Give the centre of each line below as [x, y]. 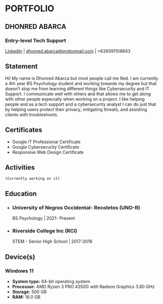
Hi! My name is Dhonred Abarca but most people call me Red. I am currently [82, 78]
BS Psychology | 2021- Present [43, 218]
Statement [22, 66]
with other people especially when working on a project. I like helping [75, 99]
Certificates [24, 130]
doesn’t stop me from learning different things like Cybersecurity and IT [77, 88]
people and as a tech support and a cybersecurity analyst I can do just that [81, 104]
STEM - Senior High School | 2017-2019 [52, 241]
